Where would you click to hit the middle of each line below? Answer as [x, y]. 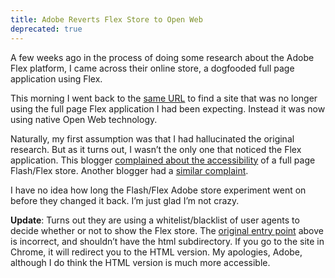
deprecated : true [46, 29]
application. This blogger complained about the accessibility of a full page [163, 160]
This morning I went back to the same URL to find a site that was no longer [164, 98]
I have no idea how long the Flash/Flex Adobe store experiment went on [158, 190]
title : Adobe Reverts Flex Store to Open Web [106, 19]
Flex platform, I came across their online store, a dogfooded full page [152, 68]
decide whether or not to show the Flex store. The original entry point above [167, 230]
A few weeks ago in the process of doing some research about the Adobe [162, 57]
